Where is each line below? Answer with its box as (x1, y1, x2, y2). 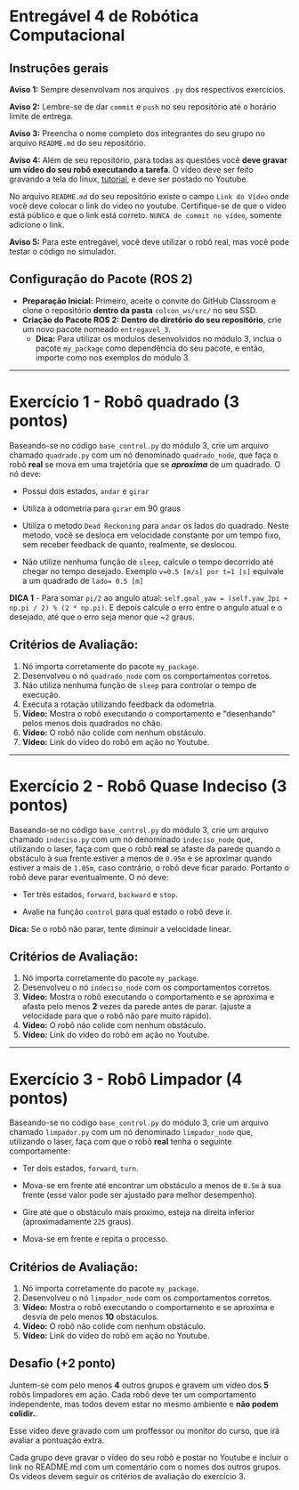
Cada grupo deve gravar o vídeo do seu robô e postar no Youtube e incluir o (9, 1452, 289, 1462)
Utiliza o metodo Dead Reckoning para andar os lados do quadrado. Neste (21, 520, 289, 530)
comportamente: (9, 1146, 70, 1156)
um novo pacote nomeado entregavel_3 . (21, 323, 172, 335)
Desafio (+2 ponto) (9, 1356, 116, 1372)
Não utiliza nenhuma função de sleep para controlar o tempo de (21, 679, 257, 691)
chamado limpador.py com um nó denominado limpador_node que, (9, 1127, 254, 1138)
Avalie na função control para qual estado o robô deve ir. (21, 906, 233, 917)
